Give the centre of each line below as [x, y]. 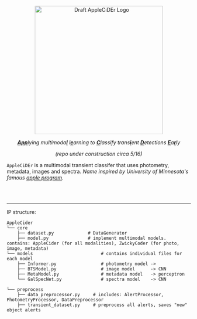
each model [20, 259]
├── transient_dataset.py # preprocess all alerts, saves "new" [102, 305]
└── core [17, 228]
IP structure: [22, 212]
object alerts [24, 310]
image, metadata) [28, 249]
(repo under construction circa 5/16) [99, 154]
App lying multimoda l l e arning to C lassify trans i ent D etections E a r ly [99, 142]
